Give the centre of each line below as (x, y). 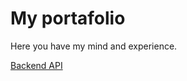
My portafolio (68, 18)
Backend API (36, 65)
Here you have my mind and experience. (94, 46)
